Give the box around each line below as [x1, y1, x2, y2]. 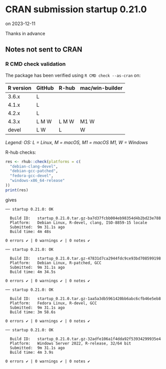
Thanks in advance [5, 30, 45, 36]
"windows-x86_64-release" [10, 178, 65, 183]
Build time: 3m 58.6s [10, 309, 56, 315]
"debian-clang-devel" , [10, 164, 58, 169]
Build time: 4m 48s [10, 229, 52, 234]
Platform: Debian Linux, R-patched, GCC [10, 260, 102, 265]
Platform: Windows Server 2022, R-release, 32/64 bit [10, 341, 131, 346]
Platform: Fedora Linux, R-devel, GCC [10, 301, 97, 306]
